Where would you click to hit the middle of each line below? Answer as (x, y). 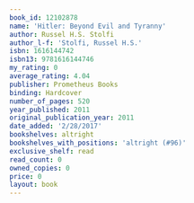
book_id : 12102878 (44, 18)
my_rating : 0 (34, 68)
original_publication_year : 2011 (72, 118)
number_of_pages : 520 (50, 101)
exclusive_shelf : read (52, 151)
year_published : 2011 (50, 110)
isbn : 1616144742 (42, 51)
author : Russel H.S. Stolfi (62, 34)
